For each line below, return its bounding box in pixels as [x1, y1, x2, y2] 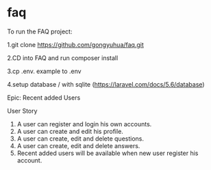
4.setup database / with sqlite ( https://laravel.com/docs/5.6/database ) [7, 80, 205, 88]
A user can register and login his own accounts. [16, 119, 152, 128]
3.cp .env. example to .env [7, 67, 82, 75]
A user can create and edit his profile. [16, 127, 123, 135]
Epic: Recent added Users [7, 94, 81, 102]
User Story [7, 107, 38, 115]
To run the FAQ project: [7, 27, 73, 36]
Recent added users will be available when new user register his [16, 149, 199, 157]
